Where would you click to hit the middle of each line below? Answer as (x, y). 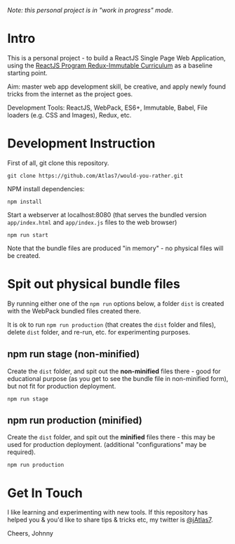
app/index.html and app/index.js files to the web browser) (92, 222)
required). (22, 452)
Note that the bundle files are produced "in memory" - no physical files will (115, 248)
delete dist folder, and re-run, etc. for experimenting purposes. (99, 332)
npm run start (28, 235)
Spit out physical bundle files (94, 284)
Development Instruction (81, 144)
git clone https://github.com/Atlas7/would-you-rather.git (95, 176)
